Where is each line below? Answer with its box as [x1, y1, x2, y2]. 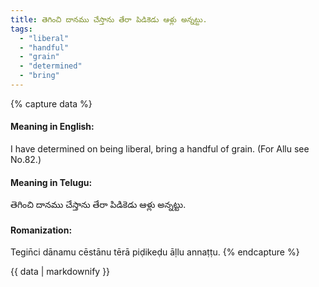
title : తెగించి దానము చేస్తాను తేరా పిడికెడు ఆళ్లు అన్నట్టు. [10, 14, 208, 25]
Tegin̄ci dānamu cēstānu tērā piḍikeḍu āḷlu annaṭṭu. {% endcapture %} [10, 246, 300, 258]
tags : [10, 24, 33, 34]
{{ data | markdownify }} [10, 266, 111, 278]
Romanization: [10, 224, 73, 236]
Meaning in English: [10, 121, 95, 133]
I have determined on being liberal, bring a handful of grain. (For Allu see [10, 143, 310, 155]
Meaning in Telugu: [10, 176, 93, 188]
